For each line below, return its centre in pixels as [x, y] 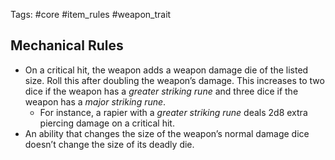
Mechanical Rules [67, 45]
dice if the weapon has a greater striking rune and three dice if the [161, 91]
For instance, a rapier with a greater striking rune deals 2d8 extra [173, 112]
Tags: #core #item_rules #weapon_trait [91, 14]
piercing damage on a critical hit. [107, 123]
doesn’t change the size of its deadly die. [109, 144]
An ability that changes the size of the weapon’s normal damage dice [167, 133]
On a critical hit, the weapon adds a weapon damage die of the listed [166, 70]
